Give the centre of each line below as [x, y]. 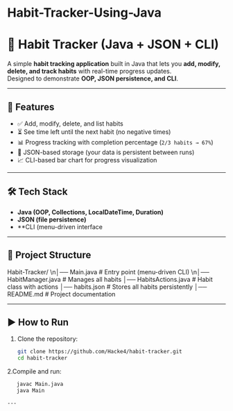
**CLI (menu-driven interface [60, 226]
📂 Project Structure [49, 255]
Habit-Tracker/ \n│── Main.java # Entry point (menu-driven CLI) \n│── [108, 271]
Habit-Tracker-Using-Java [84, 13]
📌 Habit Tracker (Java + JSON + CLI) [113, 45]
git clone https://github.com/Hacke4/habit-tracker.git [100, 352]
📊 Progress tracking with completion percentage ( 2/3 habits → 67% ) [115, 142]
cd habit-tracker [42, 358]
